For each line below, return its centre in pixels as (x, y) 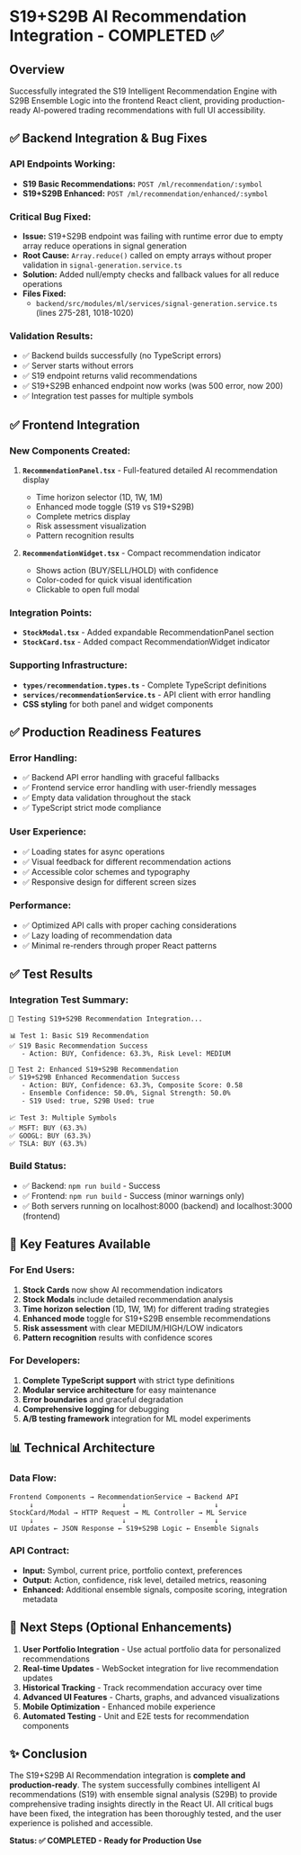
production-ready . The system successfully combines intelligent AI (135, 1785)
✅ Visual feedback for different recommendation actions (127, 861)
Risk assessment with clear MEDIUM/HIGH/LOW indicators (133, 1328)
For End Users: (42, 1270)
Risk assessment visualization (91, 526)
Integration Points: (51, 612)
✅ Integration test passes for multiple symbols (108, 396)
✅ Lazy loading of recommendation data (97, 935)
